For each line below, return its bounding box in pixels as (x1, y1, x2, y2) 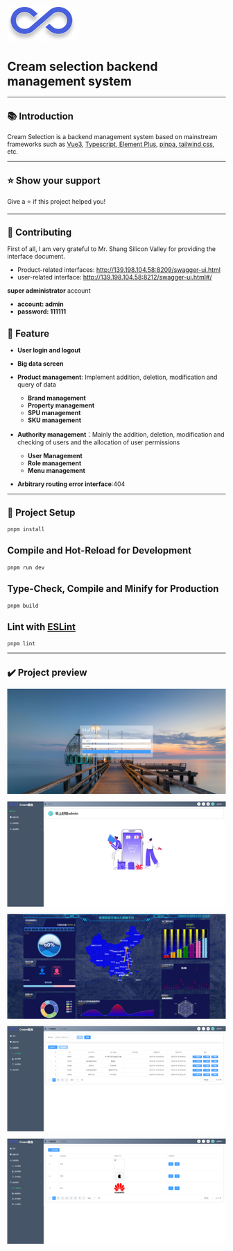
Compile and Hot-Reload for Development (7, 544, 192, 556)
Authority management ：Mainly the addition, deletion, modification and (17, 430, 225, 439)
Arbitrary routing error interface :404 (17, 480, 126, 488)
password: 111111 (17, 307, 67, 316)
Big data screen (17, 360, 64, 368)
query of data (17, 380, 57, 389)
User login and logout (17, 346, 81, 355)
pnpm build (7, 602, 39, 609)
